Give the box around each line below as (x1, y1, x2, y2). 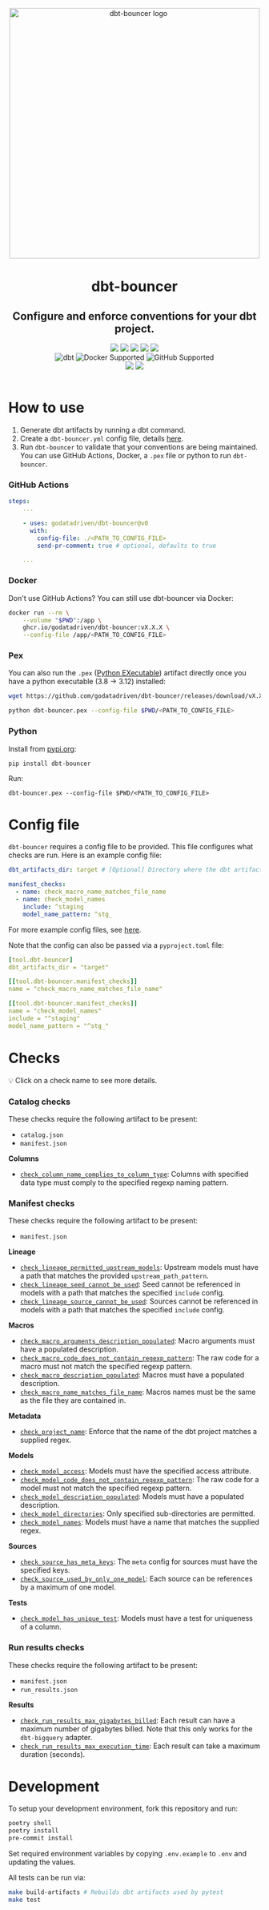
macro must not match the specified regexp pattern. (19, 1362, 192, 1372)
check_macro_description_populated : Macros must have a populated (19, 1370, 245, 1380)
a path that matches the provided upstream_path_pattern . (19, 1271, 210, 1281)
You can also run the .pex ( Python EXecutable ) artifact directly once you (8, 668, 247, 678)
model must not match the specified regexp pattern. (19, 1483, 192, 1493)
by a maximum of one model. (19, 1582, 116, 1592)
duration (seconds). (19, 1749, 86, 1759)
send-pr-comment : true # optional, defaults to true (37, 542, 217, 550)
